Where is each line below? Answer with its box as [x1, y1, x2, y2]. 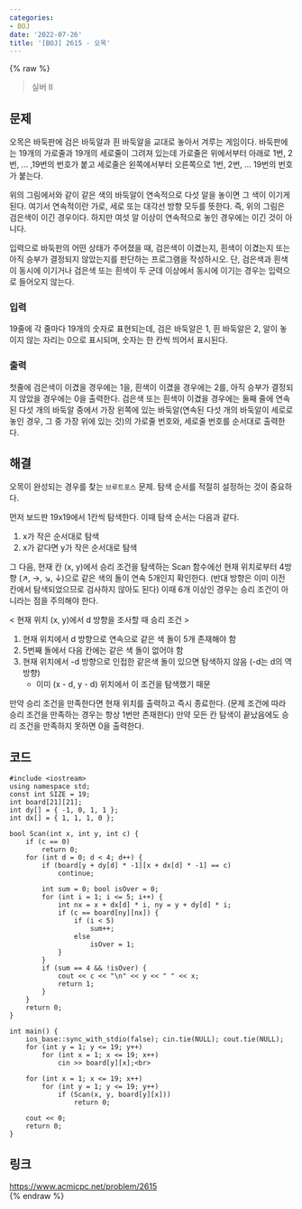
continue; [57, 869, 95, 879]
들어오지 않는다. [18, 276, 75, 287]
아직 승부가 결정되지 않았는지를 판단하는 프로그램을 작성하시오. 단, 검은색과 [9, 254, 272, 265]
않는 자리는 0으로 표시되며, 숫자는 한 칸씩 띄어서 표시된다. [25, 335, 228, 346]
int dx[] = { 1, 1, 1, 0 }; [9, 814, 115, 823]
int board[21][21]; [9, 798, 83, 807]
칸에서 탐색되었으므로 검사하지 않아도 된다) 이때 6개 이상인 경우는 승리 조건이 [9, 584, 279, 595]
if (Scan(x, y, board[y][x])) [57, 1090, 171, 1100]
